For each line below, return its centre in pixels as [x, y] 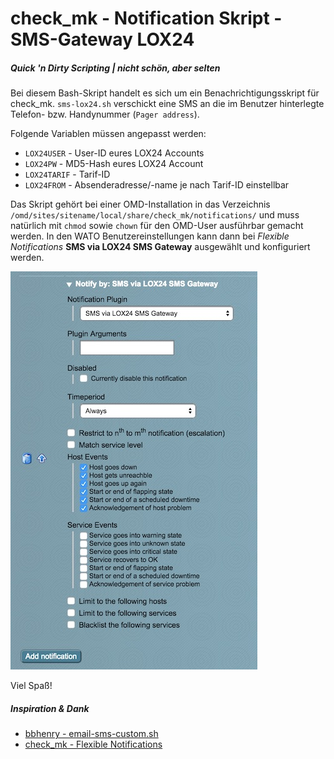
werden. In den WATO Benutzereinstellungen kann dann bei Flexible [150, 236]
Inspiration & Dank [50, 708]
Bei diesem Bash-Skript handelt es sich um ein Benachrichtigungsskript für [165, 93]
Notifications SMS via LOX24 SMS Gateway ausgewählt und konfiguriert [160, 247]
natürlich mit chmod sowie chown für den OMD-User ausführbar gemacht [157, 226]
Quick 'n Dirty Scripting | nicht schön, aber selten [115, 68]
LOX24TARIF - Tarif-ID [67, 174]
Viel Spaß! [31, 686]
